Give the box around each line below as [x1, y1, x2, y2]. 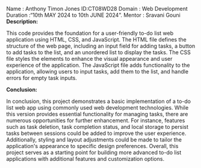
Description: [6, 18, 38, 25]
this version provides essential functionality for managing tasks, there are [6, 111, 188, 117]
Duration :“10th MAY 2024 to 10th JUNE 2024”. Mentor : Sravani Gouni [6, 11, 181, 19]
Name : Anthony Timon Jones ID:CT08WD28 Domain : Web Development [6, 5, 188, 12]
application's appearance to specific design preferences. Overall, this [6, 143, 179, 149]
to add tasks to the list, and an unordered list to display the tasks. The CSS [6, 49, 191, 56]
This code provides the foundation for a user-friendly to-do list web [6, 30, 174, 37]
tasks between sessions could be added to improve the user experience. [6, 129, 187, 137]
